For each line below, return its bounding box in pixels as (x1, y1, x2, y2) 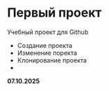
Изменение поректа (17, 49, 78, 57)
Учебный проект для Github (7, 28, 89, 36)
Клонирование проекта (17, 56, 87, 64)
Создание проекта (17, 41, 73, 49)
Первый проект (7, 5, 102, 21)
